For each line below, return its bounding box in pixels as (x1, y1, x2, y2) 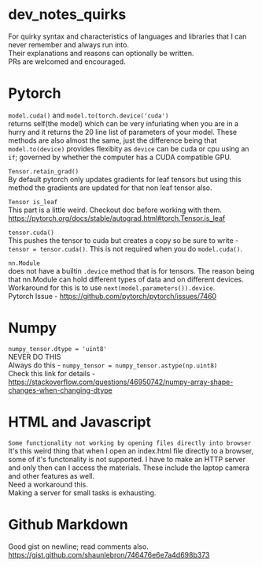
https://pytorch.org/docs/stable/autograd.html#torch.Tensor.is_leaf (8, 213, 226, 222)
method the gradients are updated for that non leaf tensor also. (8, 183, 212, 192)
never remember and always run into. (8, 39, 130, 49)
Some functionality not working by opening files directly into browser (8, 439, 252, 447)
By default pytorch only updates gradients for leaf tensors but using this (8, 174, 242, 184)
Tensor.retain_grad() (8, 167, 79, 175)
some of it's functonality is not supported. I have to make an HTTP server (8, 454, 246, 464)
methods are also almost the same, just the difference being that (8, 136, 217, 145)
